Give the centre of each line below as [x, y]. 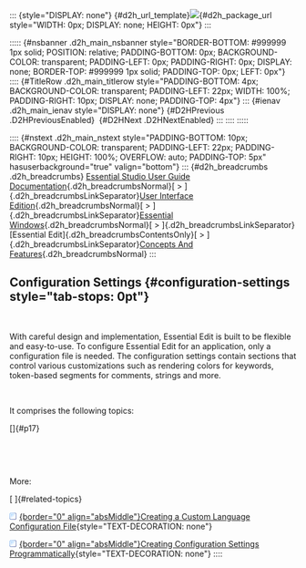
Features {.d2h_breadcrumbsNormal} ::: [83, 254]
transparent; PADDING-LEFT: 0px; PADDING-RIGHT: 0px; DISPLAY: [167, 62]
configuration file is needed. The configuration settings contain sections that [153, 356]
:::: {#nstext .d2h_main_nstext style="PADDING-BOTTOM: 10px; [129, 138]
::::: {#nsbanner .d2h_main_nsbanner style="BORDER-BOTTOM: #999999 [148, 42]
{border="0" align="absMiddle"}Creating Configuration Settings [139, 543]
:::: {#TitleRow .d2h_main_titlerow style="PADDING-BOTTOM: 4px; [134, 81]
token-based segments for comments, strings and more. [115, 375]
